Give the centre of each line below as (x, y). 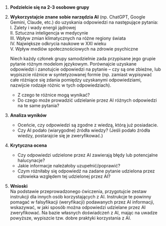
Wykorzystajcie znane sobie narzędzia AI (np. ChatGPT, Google (78, 17)
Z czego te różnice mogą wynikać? (54, 95)
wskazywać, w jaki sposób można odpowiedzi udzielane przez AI (78, 207)
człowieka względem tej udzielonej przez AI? (64, 176)
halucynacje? (31, 160)
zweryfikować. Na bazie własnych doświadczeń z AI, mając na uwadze (84, 213)
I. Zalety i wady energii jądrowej (43, 28)
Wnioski (19, 186)
